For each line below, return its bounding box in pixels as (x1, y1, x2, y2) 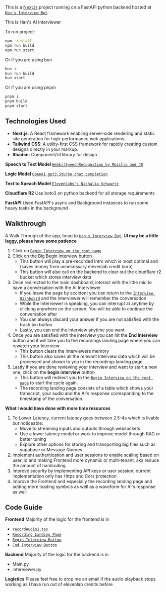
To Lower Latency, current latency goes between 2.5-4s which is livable (12, 415, 160, 421)
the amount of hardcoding (12, 462, 66, 468)
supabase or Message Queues (19, 446, 83, 452)
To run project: (5, 29, 36, 34)
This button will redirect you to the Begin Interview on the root (19, 374, 151, 380)
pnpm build (5, 99, 28, 104)
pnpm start (5, 103, 28, 108)
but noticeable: (12, 420, 44, 426)
